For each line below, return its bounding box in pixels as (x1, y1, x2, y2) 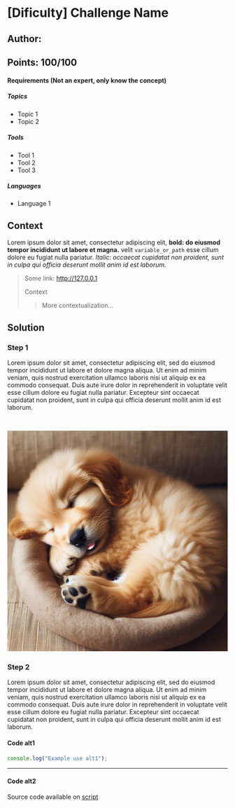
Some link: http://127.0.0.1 (24, 274, 98, 283)
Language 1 (17, 200, 51, 208)
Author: (7, 33, 42, 45)
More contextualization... (41, 301, 114, 309)
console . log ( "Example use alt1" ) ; (7, 755, 108, 762)
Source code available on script (7, 793, 99, 801)
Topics (7, 92, 28, 101)
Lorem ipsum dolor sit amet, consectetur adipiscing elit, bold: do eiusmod (7, 238, 221, 246)
